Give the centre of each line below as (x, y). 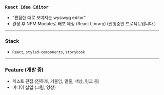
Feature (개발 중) (24, 70)
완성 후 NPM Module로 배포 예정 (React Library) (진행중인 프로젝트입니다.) (84, 24)
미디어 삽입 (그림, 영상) (34, 87)
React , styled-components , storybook (49, 52)
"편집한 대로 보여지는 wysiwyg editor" (49, 18)
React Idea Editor (27, 7)
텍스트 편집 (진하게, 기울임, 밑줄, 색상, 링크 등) (56, 81)
